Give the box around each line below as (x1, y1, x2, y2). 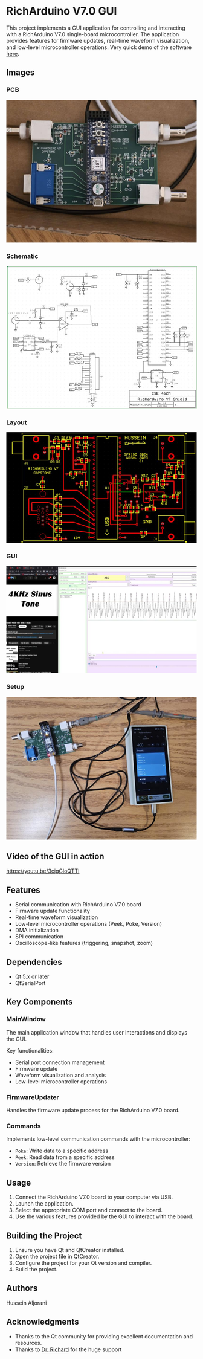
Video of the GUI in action (6, 851, 105, 862)
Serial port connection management (14, 1059, 105, 1066)
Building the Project (6, 1230, 82, 1241)
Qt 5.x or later (14, 973, 50, 980)
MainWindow (6, 1015, 47, 1024)
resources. (14, 1339, 42, 1346)
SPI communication (14, 933, 63, 940)
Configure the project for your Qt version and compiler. (14, 1259, 152, 1267)
